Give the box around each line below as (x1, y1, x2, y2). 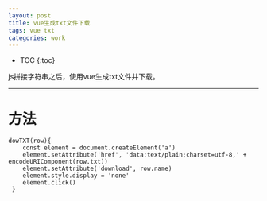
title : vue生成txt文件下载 (8, 19, 91, 27)
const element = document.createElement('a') (22, 144, 176, 152)
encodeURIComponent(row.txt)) (8, 158, 109, 166)
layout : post (8, 11, 52, 20)
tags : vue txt (8, 26, 56, 34)
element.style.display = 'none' (22, 172, 130, 180)
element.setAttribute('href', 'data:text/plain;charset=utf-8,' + (22, 151, 247, 159)
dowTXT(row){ (8, 137, 52, 145)
